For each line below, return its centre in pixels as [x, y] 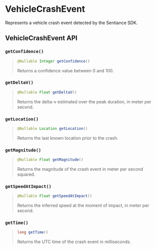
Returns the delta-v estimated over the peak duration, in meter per [84, 101]
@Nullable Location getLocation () [52, 128]
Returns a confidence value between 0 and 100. [65, 70]
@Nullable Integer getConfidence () [53, 61]
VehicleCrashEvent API [41, 38]
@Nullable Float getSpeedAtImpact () [54, 196]
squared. [26, 174]
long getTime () [33, 232]
